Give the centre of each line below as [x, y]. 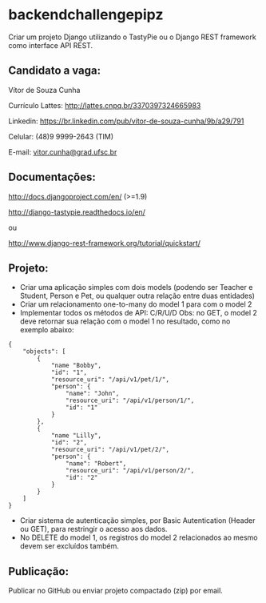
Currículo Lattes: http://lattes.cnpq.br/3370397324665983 [105, 105]
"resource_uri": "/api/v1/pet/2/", [110, 450]
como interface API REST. [51, 45]
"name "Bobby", [76, 366]
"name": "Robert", [96, 464]
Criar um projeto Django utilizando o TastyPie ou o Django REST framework [133, 37]
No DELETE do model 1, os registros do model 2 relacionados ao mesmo [139, 537]
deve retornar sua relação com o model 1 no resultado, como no [125, 321]
